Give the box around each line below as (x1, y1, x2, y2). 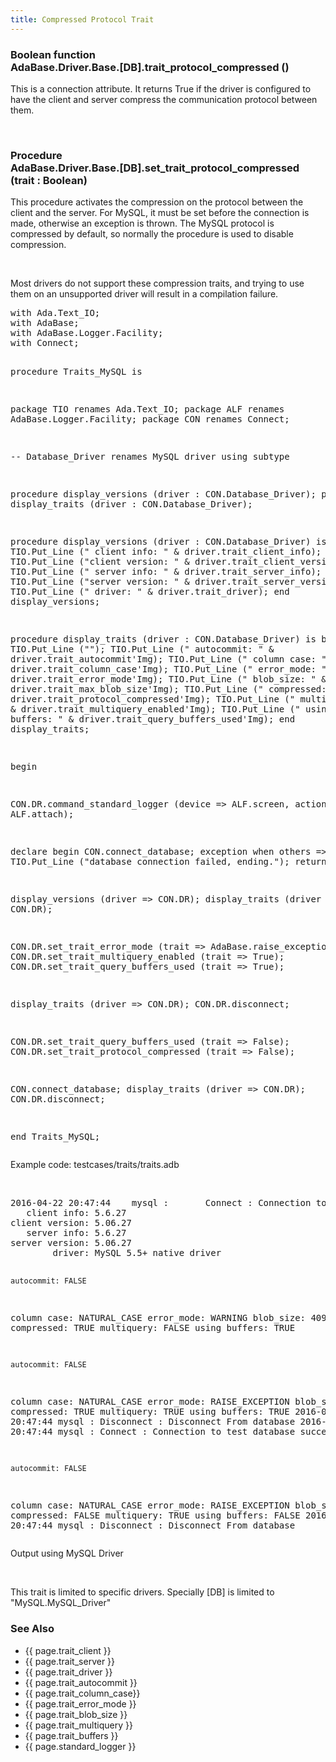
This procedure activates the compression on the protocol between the (10, 196, 304, 208)
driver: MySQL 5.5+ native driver (52, 1247, 222, 1259)
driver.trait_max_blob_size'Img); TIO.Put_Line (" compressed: (10, 684, 327, 695)
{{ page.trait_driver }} (24, 1666, 113, 1678)
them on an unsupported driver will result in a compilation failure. (10, 288, 279, 300)
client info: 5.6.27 (26, 1207, 127, 1219)
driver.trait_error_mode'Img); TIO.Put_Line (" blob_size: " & (10, 674, 327, 685)
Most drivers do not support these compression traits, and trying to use (10, 277, 305, 290)
